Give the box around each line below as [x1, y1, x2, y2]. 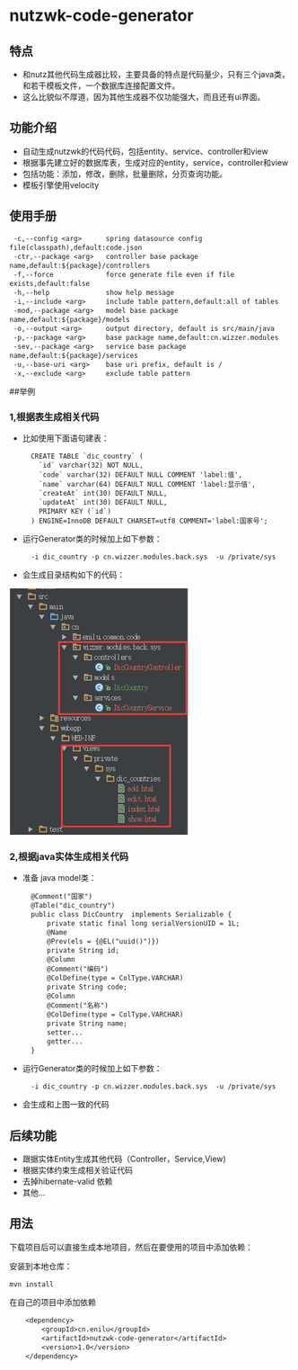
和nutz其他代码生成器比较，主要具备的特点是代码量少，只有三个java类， [22, 69, 290, 79]
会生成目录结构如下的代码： [22, 569, 126, 580]
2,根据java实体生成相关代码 [9, 850, 129, 863]
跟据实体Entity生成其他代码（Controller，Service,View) [22, 1153, 226, 1165]
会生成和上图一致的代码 [22, 1099, 110, 1110]
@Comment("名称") [46, 1001, 110, 1010]
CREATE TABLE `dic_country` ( [31, 452, 144, 461]
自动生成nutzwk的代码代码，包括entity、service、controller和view [22, 146, 268, 157]
